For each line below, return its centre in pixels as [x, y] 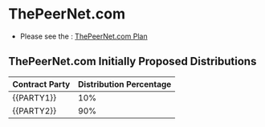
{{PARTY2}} [35, 111]
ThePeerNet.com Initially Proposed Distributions [132, 61]
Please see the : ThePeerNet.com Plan [84, 36]
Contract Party [41, 84]
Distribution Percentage [124, 84]
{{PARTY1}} [35, 97]
